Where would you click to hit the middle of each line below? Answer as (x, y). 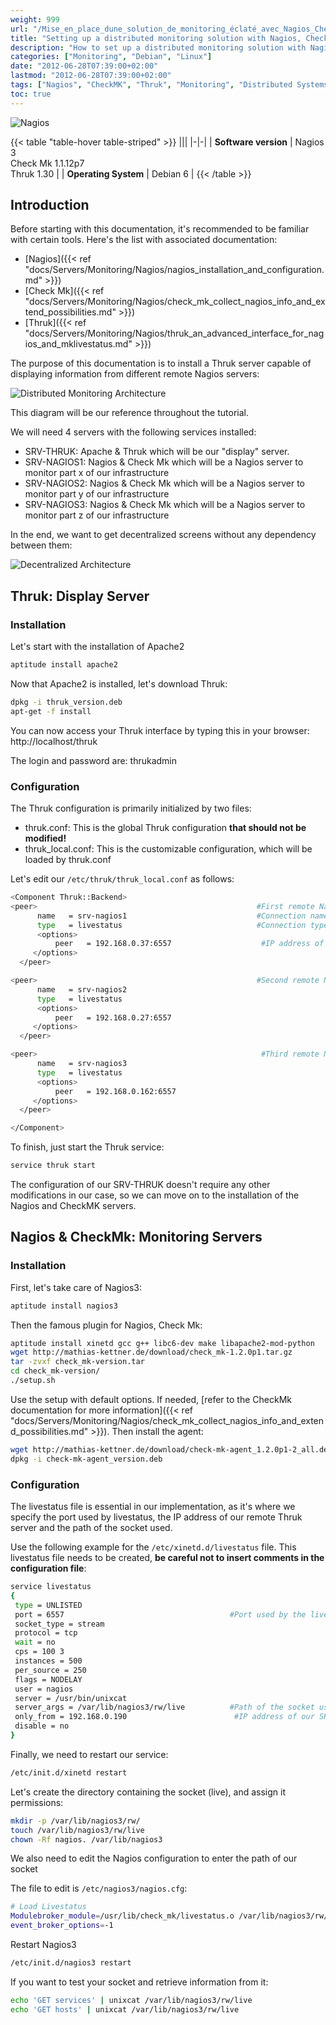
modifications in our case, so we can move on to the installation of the (155, 1195)
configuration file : (48, 1568)
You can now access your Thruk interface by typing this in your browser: (160, 730)
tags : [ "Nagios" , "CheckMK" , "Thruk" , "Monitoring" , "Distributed (151, 85)
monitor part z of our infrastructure (97, 515)
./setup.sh (33, 1381)
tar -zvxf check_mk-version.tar (77, 1362)
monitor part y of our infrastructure (97, 494)
